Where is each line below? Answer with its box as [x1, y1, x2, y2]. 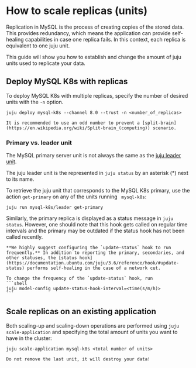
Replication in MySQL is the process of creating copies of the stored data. [6, 23, 184, 30]
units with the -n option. [6, 98, 64, 105]
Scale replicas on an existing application [6, 307, 157, 317]
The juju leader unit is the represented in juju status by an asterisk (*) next [6, 170, 189, 177]
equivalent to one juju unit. [6, 42, 70, 49]
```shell [6, 281, 27, 287]
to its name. [6, 176, 35, 183]
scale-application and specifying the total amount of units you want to [6, 328, 178, 335]
